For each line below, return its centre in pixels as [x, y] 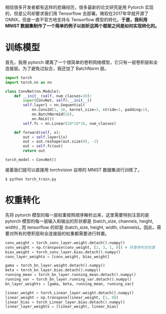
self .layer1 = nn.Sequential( [54, 105]
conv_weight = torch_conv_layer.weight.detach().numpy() [65, 243]
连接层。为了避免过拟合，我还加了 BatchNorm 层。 [57, 68]
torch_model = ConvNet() [31, 160]
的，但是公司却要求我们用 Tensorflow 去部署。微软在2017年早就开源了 [77, 13]
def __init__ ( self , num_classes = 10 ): [53, 96]
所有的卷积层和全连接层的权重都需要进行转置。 [61, 233]
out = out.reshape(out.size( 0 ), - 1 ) [61, 142]
